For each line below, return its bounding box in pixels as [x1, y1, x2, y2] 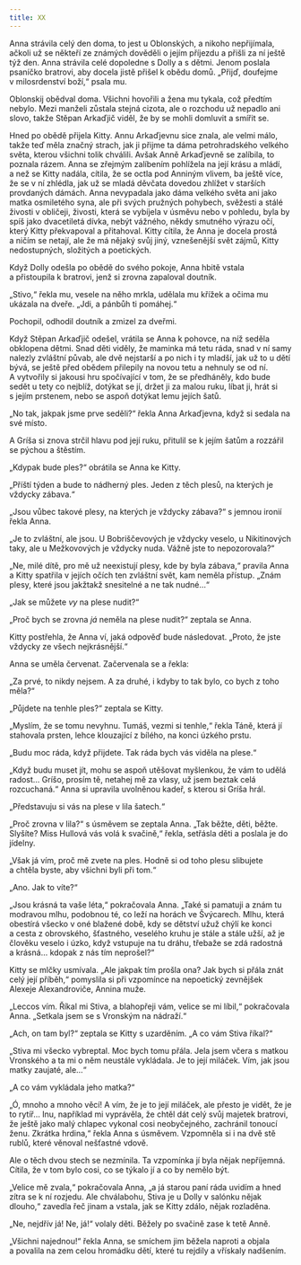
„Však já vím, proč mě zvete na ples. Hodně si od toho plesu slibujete [9, 854, 263, 865]
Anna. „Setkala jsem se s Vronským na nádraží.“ [9, 1010, 187, 1021]
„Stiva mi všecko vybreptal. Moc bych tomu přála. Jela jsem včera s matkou [9, 1045, 288, 1056]
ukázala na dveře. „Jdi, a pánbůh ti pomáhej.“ [9, 298, 177, 309]
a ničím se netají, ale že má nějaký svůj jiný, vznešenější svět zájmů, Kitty [9, 234, 279, 245]
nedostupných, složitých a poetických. [9, 244, 152, 255]
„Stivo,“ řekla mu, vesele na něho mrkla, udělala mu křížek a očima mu [9, 288, 269, 299]
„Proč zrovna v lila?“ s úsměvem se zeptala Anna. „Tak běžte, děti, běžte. [9, 818, 279, 829]
